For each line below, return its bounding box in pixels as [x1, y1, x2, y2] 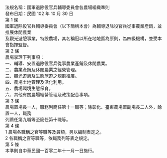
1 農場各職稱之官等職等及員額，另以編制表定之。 [5, 129, 104, 135]
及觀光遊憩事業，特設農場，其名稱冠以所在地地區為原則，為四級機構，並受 [5, 35, 158, 41]
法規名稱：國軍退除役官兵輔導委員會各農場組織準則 [5, 4, 110, 10]
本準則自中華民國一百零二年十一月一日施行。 [5, 148, 97, 154]
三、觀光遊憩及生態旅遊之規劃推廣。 [5, 73, 80, 79]
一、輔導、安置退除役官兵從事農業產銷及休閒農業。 [5, 60, 110, 66]
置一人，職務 [5, 110, 31, 116]
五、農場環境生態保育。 [5, 85, 53, 91]
